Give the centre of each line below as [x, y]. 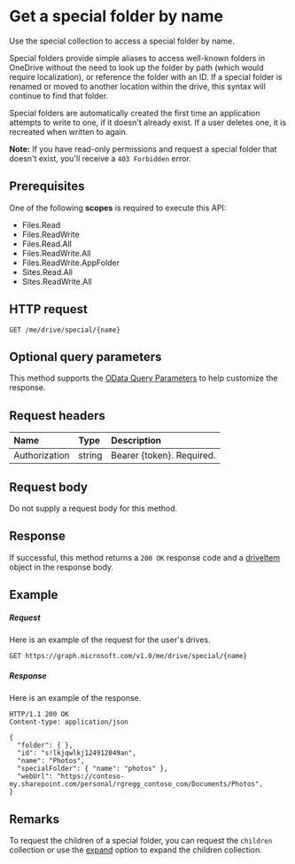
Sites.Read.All [47, 271]
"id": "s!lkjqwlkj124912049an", [77, 753]
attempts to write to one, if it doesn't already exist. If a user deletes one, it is [147, 122]
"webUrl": [35, 777]
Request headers [58, 416]
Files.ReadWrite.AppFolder [71, 263]
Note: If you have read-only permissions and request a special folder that [143, 149]
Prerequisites [47, 187]
